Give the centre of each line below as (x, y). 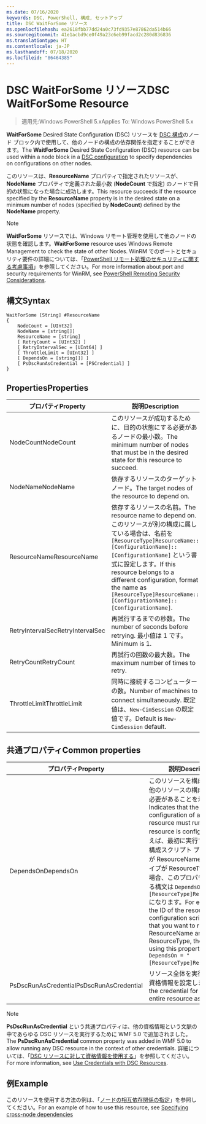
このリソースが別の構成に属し (154, 524)
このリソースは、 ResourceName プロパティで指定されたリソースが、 (94, 176)
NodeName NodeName (42, 487)
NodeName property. (33, 211)
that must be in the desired (150, 452)
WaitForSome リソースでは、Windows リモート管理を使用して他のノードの (101, 236)
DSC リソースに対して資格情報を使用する (82, 1056)
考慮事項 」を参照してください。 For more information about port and (97, 266)
